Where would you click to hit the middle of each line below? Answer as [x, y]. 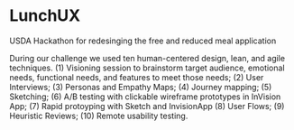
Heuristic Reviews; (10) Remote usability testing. [99, 116]
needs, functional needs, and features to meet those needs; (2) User [137, 77]
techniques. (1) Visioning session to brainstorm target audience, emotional [147, 68]
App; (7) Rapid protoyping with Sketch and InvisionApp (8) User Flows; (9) [147, 106]
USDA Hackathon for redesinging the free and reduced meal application [143, 41]
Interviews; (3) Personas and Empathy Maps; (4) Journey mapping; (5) [141, 87]
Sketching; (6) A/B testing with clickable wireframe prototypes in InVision [145, 97]
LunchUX [45, 16]
